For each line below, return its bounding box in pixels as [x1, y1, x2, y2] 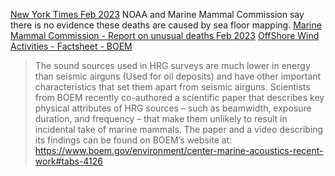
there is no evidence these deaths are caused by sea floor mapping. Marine [10, 19, 322, 31]
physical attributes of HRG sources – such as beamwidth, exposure [34, 102, 312, 114]
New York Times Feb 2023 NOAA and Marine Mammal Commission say [10, 9, 305, 20]
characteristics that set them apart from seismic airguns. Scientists [34, 81, 311, 93]
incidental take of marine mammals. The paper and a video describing [34, 124, 324, 135]
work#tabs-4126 [34, 155, 104, 167]
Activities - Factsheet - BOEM [10, 40, 133, 52]
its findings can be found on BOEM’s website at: [34, 134, 233, 146]
